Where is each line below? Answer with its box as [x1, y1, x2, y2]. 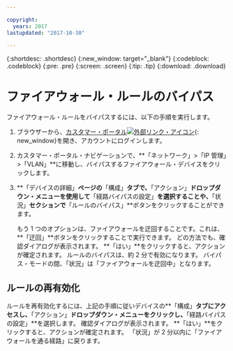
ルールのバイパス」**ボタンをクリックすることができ [71, 201, 225, 209]
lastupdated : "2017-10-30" [6, 29, 85, 36]
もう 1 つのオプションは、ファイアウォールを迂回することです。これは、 [16, 225, 224, 233]
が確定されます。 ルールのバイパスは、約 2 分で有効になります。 [16, 251, 202, 259]
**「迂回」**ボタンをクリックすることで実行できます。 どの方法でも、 [16, 233, 220, 241]
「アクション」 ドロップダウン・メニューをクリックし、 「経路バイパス [31, 311, 227, 319]
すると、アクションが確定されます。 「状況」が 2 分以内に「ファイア [24, 328, 223, 336]
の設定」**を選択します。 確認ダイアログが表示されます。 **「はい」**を [6, 319, 217, 328]
